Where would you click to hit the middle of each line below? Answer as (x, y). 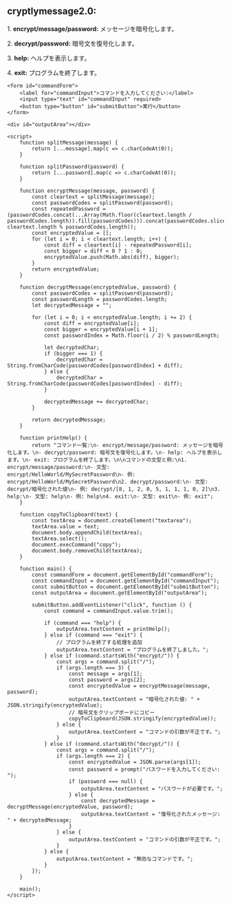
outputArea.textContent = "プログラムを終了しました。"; (133, 649)
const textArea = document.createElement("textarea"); (112, 520)
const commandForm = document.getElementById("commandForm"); (123, 574)
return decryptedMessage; (69, 419)
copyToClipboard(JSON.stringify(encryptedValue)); (142, 718)
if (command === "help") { (82, 623)
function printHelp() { (54, 438)
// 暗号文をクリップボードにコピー (112, 712)
